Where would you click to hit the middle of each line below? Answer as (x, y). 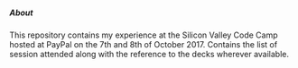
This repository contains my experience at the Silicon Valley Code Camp (144, 35)
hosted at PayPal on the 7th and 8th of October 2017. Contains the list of (144, 44)
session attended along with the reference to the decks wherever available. (149, 54)
